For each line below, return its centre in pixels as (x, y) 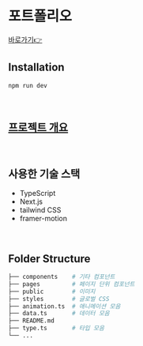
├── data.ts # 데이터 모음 (59, 314)
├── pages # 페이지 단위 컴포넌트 (71, 284)
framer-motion (43, 219)
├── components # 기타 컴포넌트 (62, 277)
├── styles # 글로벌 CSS (59, 299)
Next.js (31, 201)
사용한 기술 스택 (44, 173)
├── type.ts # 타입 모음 (56, 329)
